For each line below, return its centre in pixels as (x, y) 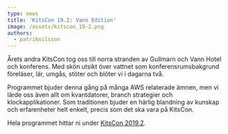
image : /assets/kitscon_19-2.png (56, 26)
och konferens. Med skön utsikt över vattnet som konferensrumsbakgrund (113, 67)
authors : (20, 33)
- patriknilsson (37, 40)
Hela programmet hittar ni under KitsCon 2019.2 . (76, 123)
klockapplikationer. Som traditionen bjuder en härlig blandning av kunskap (113, 102)
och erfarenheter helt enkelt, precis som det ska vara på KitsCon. (101, 110)
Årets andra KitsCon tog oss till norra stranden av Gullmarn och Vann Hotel (114, 59)
